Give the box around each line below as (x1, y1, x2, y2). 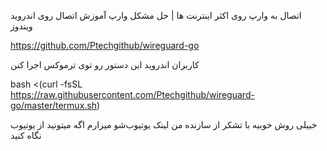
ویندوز (10, 20, 33, 32)
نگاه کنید (10, 130, 42, 141)
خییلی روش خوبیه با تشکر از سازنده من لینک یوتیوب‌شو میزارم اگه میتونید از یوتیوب (10, 119, 318, 130)
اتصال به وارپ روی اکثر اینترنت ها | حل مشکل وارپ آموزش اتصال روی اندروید (10, 10, 302, 21)
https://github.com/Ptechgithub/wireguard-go (10, 40, 200, 51)
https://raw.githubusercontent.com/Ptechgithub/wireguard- (10, 89, 255, 100)
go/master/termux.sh (10, 100, 97, 111)
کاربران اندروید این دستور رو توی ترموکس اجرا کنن (10, 59, 200, 70)
